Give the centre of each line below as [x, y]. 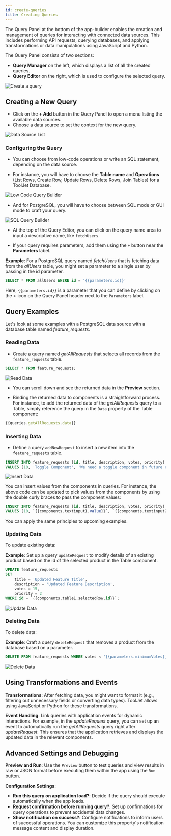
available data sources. [37, 120]
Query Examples [32, 312]
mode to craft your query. [39, 210]
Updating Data [23, 534]
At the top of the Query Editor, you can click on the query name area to [87, 230]
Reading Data [22, 342]
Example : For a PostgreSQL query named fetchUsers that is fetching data [82, 261]
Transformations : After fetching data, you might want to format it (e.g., [80, 695]
